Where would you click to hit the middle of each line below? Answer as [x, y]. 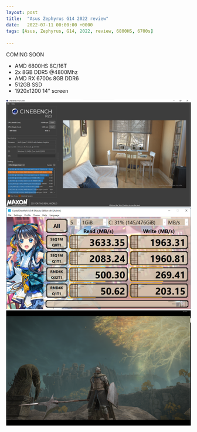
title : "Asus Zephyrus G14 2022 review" [57, 18]
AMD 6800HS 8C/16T [41, 66]
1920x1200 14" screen [41, 91]
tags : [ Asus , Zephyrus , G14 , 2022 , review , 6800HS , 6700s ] [80, 31]
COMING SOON [25, 55]
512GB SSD [28, 85]
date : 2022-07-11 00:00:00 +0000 [50, 25]
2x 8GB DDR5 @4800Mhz [46, 72]
